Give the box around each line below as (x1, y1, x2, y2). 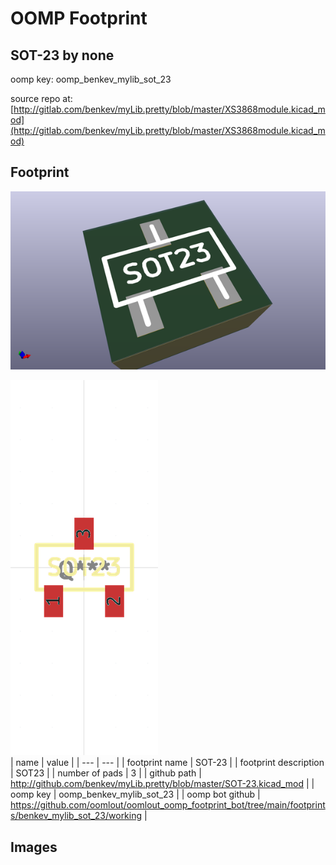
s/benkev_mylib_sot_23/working (10, 810, 143, 822)
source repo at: (10, 93, 73, 104)
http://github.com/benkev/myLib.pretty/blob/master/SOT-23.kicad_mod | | (10, 778, 315, 790)
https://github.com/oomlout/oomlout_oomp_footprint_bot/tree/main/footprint (10, 799, 326, 811)
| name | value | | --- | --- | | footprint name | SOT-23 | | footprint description (10, 757, 325, 769)
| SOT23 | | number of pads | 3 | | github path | (10, 767, 202, 779)
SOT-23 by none (10, 47, 115, 64)
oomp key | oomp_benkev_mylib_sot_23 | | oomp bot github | (10, 788, 261, 801)
